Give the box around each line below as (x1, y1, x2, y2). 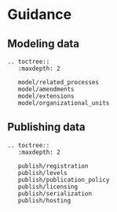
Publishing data (7, 121, 86, 134)
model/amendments (17, 85, 75, 93)
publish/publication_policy (17, 176, 110, 184)
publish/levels (17, 169, 68, 177)
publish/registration (17, 162, 89, 170)
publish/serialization (17, 189, 92, 198)
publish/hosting (17, 196, 71, 204)
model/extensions (17, 92, 75, 100)
